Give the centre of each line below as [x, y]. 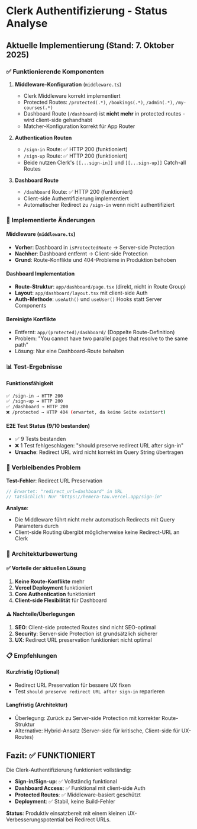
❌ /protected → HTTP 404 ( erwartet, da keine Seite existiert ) [86, 412]
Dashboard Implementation [41, 273]
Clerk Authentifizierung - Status [87, 11]
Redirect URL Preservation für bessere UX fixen [73, 685]
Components [30, 306]
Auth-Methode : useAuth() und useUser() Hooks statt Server [88, 299]
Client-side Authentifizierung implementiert [76, 198]
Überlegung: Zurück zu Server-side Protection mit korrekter [88, 718]
